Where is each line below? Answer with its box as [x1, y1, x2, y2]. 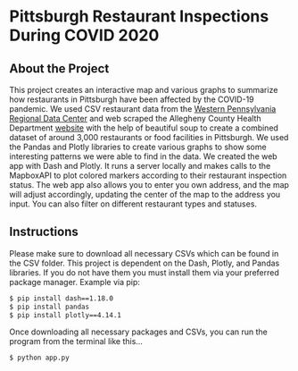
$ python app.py [9, 353, 70, 363]
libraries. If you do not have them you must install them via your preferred [9, 266, 279, 278]
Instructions [9, 224, 79, 240]
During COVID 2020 [9, 25, 160, 46]
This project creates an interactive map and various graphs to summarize [9, 85, 278, 95]
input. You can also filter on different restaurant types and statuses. [9, 198, 257, 209]
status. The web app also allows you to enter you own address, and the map [9, 180, 290, 190]
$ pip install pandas [9, 302, 90, 311]
